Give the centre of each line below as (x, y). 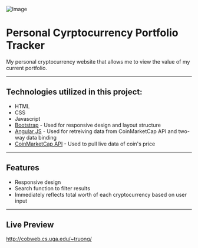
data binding (42, 137)
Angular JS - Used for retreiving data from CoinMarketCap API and (96, 131)
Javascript (27, 118)
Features (23, 168)
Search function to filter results (52, 188)
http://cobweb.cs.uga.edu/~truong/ (49, 239)
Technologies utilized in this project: (74, 92)
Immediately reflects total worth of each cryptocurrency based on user (100, 194)
